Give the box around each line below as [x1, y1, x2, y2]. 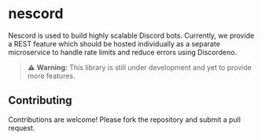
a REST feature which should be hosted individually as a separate [8, 39, 220, 48]
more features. [27, 71, 76, 80]
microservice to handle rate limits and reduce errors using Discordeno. [8, 47, 238, 57]
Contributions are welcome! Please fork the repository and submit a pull [8, 115, 242, 124]
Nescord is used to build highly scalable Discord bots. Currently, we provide [8, 31, 254, 40]
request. [8, 123, 35, 132]
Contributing [8, 94, 72, 107]
